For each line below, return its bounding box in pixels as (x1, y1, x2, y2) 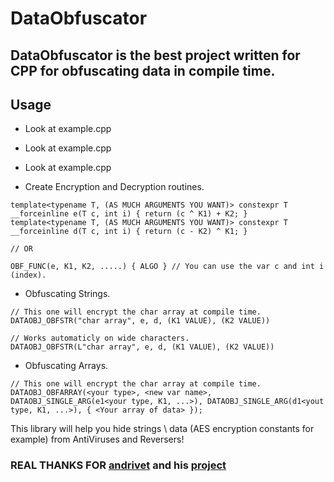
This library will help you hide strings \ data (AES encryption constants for (10, 423, 315, 435)
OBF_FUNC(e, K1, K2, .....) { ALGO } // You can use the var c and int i (10, 262, 325, 272)
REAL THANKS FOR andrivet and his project (10, 458, 227, 472)
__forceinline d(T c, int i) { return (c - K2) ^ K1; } (10, 227, 248, 237)
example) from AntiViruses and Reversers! (10, 433, 185, 446)
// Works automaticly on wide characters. (10, 333, 190, 344)
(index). (10, 270, 47, 281)
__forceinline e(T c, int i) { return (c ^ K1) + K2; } (10, 209, 248, 219)
